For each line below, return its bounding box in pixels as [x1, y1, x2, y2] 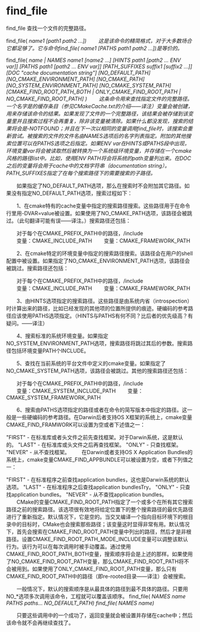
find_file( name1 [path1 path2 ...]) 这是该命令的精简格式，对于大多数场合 [6, 37, 192, 44]
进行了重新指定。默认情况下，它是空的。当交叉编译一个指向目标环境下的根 [6, 513, 188, 520]
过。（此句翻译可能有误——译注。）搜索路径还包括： [6, 217, 131, 224]
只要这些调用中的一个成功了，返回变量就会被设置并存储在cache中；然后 [16, 611, 193, 619]
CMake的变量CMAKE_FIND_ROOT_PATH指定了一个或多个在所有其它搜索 [16, 498, 193, 505]
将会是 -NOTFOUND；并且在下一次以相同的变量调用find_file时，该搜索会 [11, 125, 188, 132]
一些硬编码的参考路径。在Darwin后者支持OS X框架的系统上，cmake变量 [16, 413, 193, 420]
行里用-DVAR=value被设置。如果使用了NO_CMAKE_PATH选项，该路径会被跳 [6, 209, 193, 216]
